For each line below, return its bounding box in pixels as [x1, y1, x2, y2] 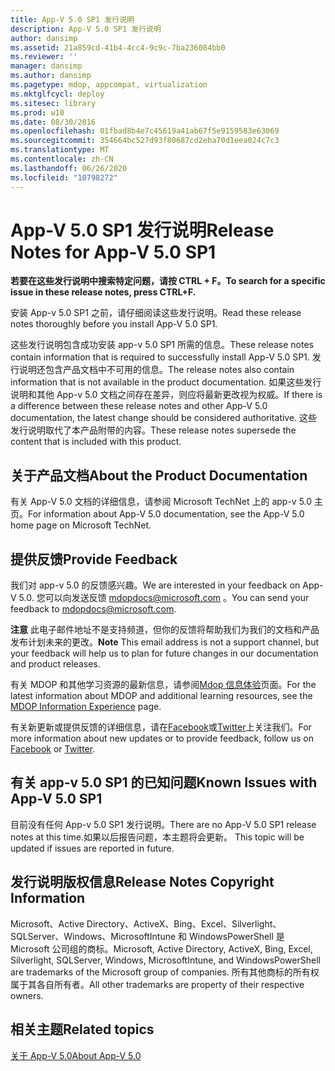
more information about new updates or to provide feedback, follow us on [10, 732, 314, 745]
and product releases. [10, 658, 101, 670]
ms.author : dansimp [10, 71, 92, 81]
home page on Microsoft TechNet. [10, 519, 152, 531]
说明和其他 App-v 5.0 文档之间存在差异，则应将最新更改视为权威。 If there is [10, 389, 323, 401]
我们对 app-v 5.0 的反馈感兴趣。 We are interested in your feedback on [10, 579, 301, 591]
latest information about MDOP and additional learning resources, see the [10, 690, 313, 702]
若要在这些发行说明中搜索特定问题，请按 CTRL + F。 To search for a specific [10, 275, 326, 287]
